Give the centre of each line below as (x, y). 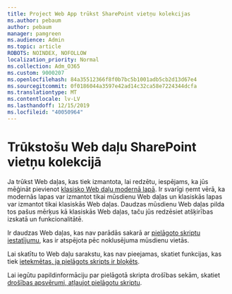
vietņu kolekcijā (55, 162)
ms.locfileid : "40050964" (45, 112)
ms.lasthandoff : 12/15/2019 (49, 106)
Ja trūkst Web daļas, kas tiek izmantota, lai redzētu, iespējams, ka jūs (108, 181)
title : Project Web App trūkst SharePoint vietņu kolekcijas (99, 14)
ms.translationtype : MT (42, 92)
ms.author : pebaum (34, 20)
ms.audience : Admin (36, 40)
